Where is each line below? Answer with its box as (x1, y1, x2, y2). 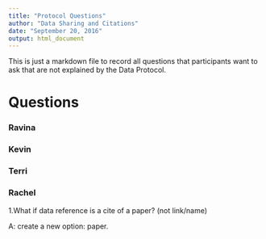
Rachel (8, 187, 36, 199)
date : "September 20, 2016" (8, 27, 103, 35)
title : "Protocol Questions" (8, 11, 106, 20)
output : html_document (8, 34, 85, 43)
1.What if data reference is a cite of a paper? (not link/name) (8, 205, 208, 215)
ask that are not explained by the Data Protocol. (8, 65, 167, 75)
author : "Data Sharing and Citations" (8, 19, 139, 27)
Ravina (8, 122, 36, 133)
